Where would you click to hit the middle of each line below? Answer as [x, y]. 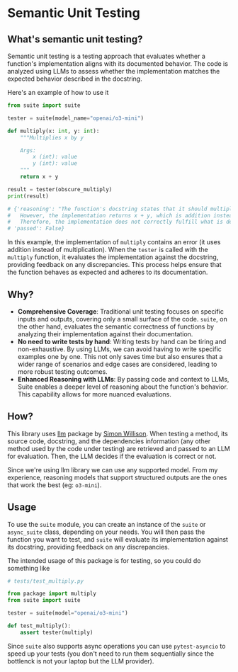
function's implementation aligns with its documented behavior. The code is [118, 64]
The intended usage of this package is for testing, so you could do [104, 560]
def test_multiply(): [39, 626]
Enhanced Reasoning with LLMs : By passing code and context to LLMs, [123, 379]
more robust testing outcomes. [62, 371]
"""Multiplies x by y [52, 137]
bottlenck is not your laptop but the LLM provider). [81, 661]
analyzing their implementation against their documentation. [105, 334]
